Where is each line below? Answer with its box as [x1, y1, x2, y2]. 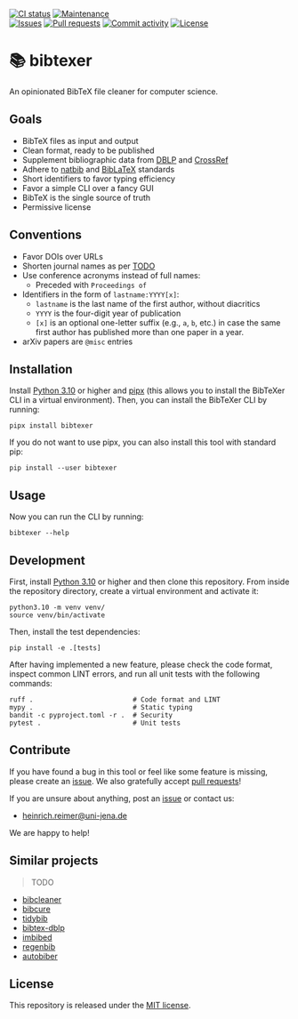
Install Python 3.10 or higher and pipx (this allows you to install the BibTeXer [9, 385, 286, 396]
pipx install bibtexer [9, 421, 93, 430]
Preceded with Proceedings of [35, 279, 148, 290]
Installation [9, 361, 73, 377]
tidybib [21, 912, 48, 924]
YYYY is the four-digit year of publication [35, 308, 181, 318]
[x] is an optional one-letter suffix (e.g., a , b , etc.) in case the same [35, 317, 281, 328]
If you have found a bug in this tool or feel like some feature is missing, [9, 766, 269, 777]
